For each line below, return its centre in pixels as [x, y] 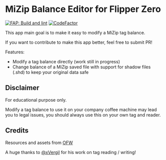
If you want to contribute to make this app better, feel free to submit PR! [79, 42]
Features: [15, 52]
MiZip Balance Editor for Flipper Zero [83, 9]
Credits [17, 131]
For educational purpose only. [36, 100]
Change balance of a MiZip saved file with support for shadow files [81, 67]
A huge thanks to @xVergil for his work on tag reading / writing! [71, 152]
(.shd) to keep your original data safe [50, 72]
